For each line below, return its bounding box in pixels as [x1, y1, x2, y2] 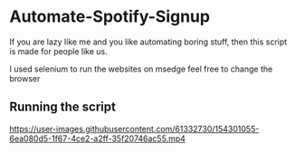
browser [9, 72, 41, 83]
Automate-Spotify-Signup [9, 6, 211, 27]
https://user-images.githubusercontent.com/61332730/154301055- [9, 123, 260, 134]
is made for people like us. [9, 45, 109, 56]
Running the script [9, 100, 116, 115]
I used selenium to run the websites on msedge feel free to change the [9, 63, 273, 74]
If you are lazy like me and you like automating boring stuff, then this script [9, 36, 288, 47]
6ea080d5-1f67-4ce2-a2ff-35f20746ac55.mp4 [9, 133, 186, 144]
